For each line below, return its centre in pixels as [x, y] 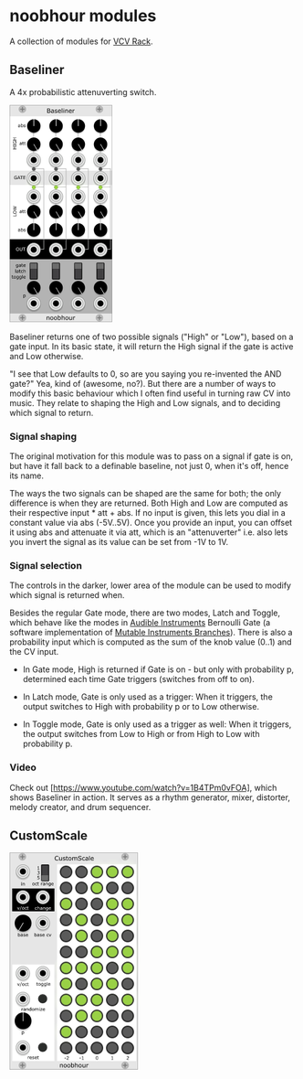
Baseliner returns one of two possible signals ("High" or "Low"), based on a [151, 337]
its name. [26, 475]
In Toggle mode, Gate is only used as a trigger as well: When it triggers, [157, 724]
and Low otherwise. [47, 356]
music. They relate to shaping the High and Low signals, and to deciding [145, 402]
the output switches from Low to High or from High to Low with [141, 734]
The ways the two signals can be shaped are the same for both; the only [145, 494]
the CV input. [34, 652]
